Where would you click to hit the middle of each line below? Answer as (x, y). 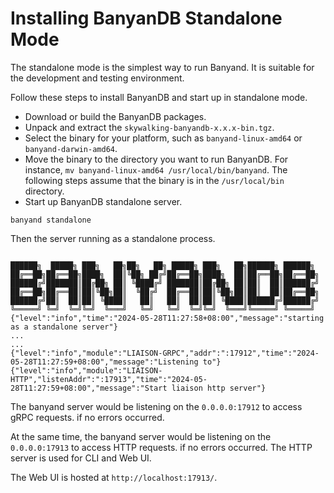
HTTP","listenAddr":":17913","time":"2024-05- (109, 379)
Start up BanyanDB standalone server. (103, 201)
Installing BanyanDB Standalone (146, 18)
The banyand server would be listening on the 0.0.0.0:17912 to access (156, 406)
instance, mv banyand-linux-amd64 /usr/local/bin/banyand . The (156, 169)
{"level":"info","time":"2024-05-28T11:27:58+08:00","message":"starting (167, 318)
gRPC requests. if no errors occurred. (87, 417)
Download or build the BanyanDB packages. (115, 116)
